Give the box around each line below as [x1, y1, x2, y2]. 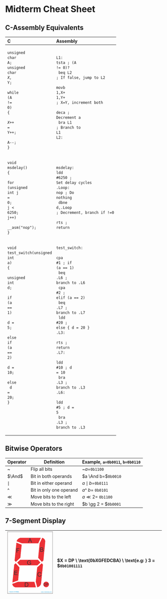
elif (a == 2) [56, 295, 85, 300]
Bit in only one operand [30, 487, 78, 493]
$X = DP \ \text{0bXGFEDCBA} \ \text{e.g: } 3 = [57, 558, 155, 564]
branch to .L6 [56, 280, 85, 285]
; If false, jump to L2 [56, 75, 105, 80]
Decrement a [56, 115, 81, 120]
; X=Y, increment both [56, 100, 103, 105]
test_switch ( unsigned [7, 250, 52, 255]
